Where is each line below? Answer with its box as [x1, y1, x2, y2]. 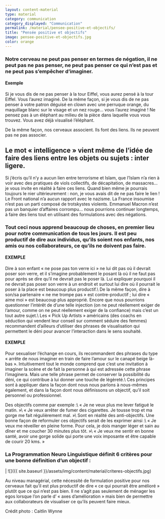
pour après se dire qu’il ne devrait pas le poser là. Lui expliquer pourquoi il [5, 276, 156, 281]
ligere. [5, 162, 26, 170]
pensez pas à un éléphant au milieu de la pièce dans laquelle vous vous [5, 112, 150, 118]
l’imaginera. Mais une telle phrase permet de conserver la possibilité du [5, 372, 150, 378]
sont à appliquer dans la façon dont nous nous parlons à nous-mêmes [5, 382, 148, 388]
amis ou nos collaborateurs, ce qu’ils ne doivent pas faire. [5, 242, 146, 249]
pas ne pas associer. [5, 132, 47, 138]
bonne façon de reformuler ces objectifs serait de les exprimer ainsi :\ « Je [5, 417, 157, 424]
